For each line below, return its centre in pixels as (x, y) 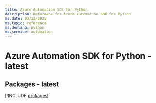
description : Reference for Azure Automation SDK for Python (68, 14)
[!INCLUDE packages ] (27, 96)
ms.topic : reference (26, 23)
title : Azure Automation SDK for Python (47, 9)
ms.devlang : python (25, 28)
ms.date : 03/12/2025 (26, 18)
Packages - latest (32, 84)
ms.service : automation (29, 32)
